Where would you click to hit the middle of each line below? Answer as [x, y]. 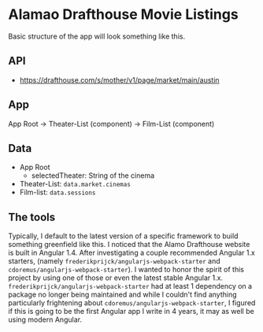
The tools [32, 217]
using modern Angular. [45, 319]
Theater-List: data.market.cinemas [75, 184]
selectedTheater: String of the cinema [93, 175]
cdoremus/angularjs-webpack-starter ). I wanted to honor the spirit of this [126, 270]
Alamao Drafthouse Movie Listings [123, 15]
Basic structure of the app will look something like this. [97, 36]
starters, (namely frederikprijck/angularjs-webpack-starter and [114, 261]
